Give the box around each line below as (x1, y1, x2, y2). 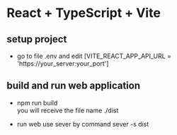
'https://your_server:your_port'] (16, 59, 109, 68)
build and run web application (6, 80, 141, 92)
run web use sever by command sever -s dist (16, 119, 149, 128)
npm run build (16, 98, 58, 107)
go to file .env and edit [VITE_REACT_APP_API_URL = (16, 52, 171, 60)
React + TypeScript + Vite (6, 5, 161, 21)
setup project (6, 33, 67, 45)
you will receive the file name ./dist (16, 106, 119, 115)
